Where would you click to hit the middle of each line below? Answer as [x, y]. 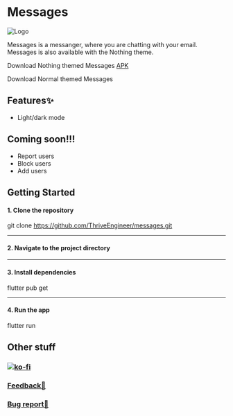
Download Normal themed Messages [60, 79]
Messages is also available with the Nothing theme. [80, 52]
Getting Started [41, 192]
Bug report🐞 [28, 404]
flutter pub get [28, 288]
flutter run [21, 325]
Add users [32, 171]
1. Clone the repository [41, 210]
